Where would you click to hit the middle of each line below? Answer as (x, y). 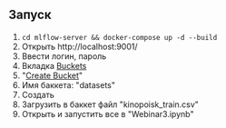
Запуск (30, 15)
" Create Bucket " (52, 75)
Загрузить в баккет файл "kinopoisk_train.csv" (110, 104)
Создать (38, 94)
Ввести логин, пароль (64, 56)
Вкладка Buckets (54, 65)
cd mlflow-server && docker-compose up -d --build (119, 37)
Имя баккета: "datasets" (68, 84)
